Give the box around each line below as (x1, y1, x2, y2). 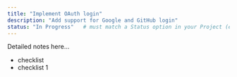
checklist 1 (17, 64, 49, 72)
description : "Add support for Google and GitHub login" (7, 17, 178, 24)
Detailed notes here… (7, 43, 70, 51)
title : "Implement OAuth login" (7, 10, 102, 17)
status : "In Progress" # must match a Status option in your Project (7, 23, 222, 30)
